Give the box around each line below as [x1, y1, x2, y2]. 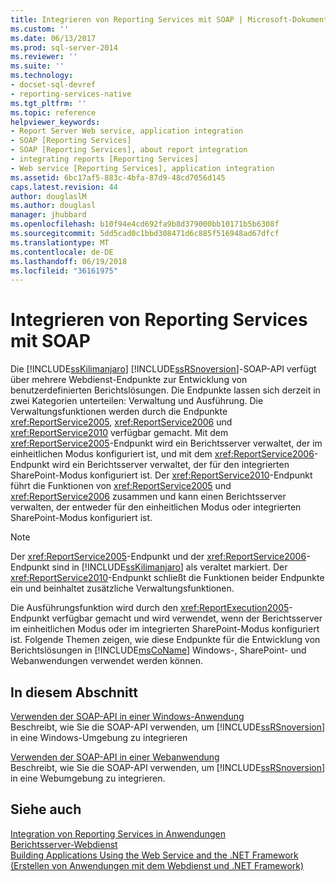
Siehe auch [10, 801, 82, 818]
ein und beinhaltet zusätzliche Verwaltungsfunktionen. [10, 582, 235, 595]
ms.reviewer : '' [10, 52, 78, 62]
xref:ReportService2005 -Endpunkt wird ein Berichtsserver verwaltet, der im [10, 437, 323, 450]
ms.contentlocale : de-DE [10, 247, 114, 257]
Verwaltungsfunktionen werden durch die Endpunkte [10, 406, 228, 418]
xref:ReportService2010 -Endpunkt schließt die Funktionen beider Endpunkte [10, 572, 325, 584]
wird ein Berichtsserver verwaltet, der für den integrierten [51, 459, 290, 471]
